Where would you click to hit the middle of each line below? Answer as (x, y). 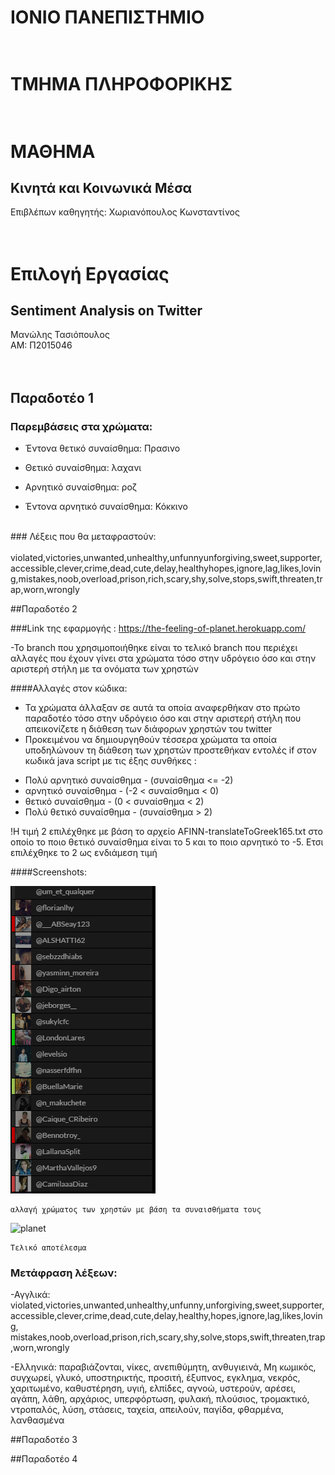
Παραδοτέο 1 (52, 397)
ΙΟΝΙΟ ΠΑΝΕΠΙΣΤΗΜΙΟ (107, 17)
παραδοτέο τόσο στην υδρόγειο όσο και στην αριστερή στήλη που (163, 718)
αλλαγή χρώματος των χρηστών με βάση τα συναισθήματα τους (136, 1210)
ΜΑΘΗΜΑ (53, 151)
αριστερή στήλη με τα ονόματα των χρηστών (105, 669)
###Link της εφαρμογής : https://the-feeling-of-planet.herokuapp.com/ (158, 628)
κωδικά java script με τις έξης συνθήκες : (110, 761)
